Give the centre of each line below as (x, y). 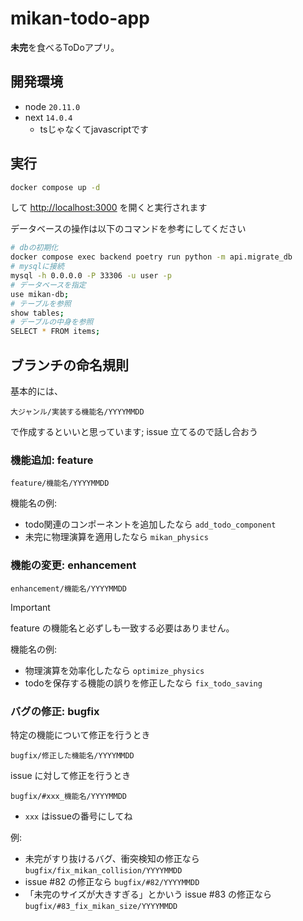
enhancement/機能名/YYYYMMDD (69, 588)
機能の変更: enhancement (73, 565)
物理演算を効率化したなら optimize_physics (114, 670)
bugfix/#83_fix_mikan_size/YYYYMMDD (101, 906)
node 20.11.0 (52, 106)
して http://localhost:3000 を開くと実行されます (109, 208)
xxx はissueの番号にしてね (78, 816)
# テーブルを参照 (41, 303)
